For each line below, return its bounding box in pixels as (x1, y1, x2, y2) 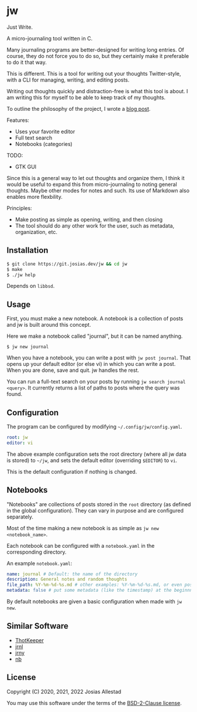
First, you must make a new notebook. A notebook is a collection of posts (6, 315, 184, 322)
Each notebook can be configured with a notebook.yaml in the (6, 542, 155, 549)
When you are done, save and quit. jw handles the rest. (6, 367, 140, 374)
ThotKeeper (15, 636, 44, 643)
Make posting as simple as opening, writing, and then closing (15, 216, 163, 223)
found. (6, 391, 23, 398)
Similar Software (6, 621, 69, 631)
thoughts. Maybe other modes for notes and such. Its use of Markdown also (6, 187, 189, 194)
